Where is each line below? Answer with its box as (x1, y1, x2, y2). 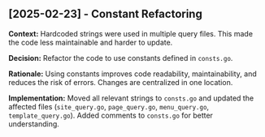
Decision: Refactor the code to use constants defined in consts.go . (8, 53, 233, 62)
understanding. (8, 118, 59, 129)
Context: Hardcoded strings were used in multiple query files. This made (8, 28, 254, 38)
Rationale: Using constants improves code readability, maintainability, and (8, 69, 258, 79)
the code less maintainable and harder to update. (8, 37, 173, 47)
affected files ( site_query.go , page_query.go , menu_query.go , (8, 101, 210, 111)
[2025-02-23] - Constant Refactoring (8, 7, 203, 21)
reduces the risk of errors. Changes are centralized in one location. (8, 77, 233, 87)
